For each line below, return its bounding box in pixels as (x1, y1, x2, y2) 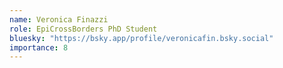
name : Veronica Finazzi (9, 14, 109, 25)
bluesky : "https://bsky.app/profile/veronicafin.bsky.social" (9, 33, 274, 43)
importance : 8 (9, 42, 69, 53)
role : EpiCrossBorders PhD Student (9, 24, 158, 34)
